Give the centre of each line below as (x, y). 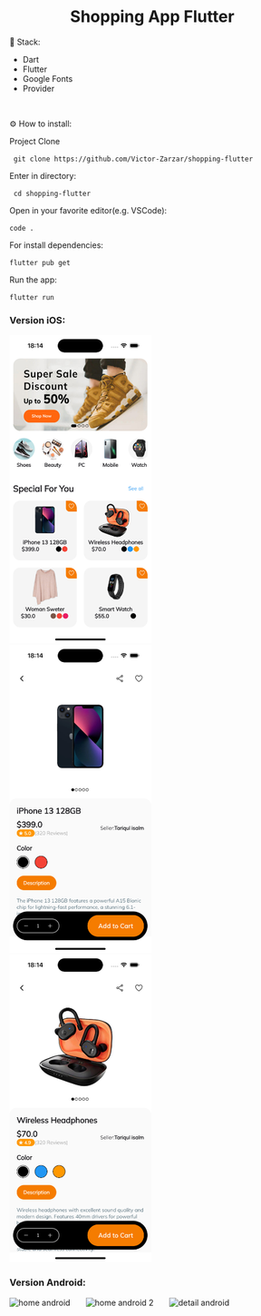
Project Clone (35, 141)
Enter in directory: (43, 175)
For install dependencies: (57, 245)
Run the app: (33, 280)
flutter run (32, 297)
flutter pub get (40, 262)
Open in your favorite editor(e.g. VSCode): (88, 210)
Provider (39, 88)
